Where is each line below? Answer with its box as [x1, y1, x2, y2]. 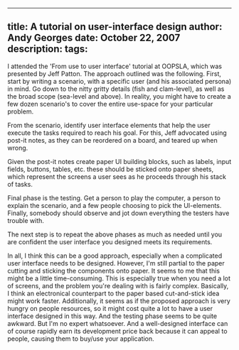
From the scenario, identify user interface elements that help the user [7, 121, 211, 129]
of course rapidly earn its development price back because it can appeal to [7, 327, 228, 335]
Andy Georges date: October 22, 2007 [7, 32, 181, 44]
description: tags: [7, 43, 88, 55]
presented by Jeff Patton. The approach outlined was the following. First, [7, 69, 222, 78]
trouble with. [7, 216, 45, 224]
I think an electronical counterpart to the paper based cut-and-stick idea [7, 289, 220, 297]
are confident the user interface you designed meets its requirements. [7, 237, 213, 246]
